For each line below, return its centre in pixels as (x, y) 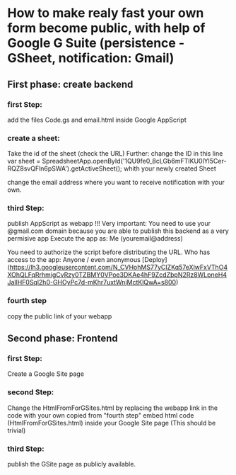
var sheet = (24, 161)
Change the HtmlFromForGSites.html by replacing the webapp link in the (112, 408)
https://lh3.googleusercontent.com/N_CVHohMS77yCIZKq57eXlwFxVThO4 (119, 268)
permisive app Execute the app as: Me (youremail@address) (95, 239)
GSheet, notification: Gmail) (91, 58)
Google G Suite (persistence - (96, 43)
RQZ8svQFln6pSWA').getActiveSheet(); (65, 168)
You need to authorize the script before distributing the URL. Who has (109, 252)
